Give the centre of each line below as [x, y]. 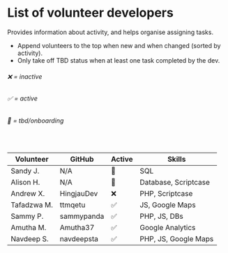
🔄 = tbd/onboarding [36, 121]
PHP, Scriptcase [166, 194]
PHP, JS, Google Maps [176, 239]
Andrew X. [28, 194]
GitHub [82, 160]
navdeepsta [79, 239]
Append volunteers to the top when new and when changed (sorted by [119, 45]
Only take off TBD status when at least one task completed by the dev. [119, 60]
